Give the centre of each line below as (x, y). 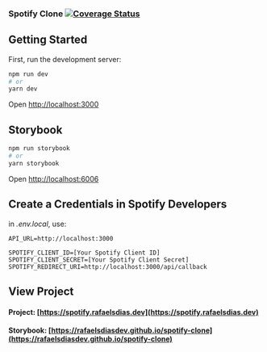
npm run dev (28, 74)
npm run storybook (39, 149)
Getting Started (48, 40)
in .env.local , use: (38, 224)
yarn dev (23, 89)
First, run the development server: (65, 59)
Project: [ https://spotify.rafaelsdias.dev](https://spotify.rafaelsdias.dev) (134, 312)
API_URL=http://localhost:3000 (61, 238)
